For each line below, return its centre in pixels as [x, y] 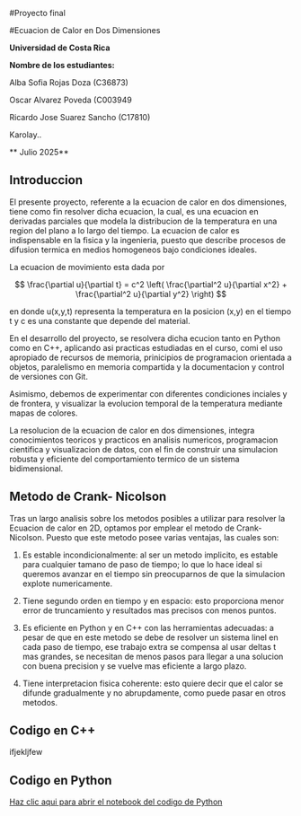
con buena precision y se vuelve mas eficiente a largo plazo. [134, 666]
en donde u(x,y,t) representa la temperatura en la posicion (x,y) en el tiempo [150, 311]
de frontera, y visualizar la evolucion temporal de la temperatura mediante [146, 403]
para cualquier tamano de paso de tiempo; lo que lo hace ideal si [142, 564]
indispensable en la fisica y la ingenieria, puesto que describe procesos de [147, 240]
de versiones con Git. [49, 376]
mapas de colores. [44, 413]
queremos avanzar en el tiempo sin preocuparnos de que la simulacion [154, 574]
